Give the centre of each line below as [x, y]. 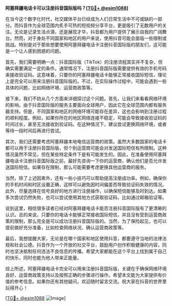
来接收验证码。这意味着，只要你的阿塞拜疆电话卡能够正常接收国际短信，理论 [86, 75]
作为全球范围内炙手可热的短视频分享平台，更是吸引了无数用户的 [95, 25]
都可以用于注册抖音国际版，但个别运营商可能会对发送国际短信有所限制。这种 [86, 148]
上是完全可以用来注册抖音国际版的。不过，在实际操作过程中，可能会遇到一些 [86, 81]
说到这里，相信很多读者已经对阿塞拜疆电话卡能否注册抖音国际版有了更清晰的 [86, 208]
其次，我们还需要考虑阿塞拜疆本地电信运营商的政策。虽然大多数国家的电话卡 [86, 141]
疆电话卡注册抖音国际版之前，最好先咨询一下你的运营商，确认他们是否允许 [84, 161]
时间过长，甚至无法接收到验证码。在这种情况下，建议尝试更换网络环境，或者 [86, 124]
